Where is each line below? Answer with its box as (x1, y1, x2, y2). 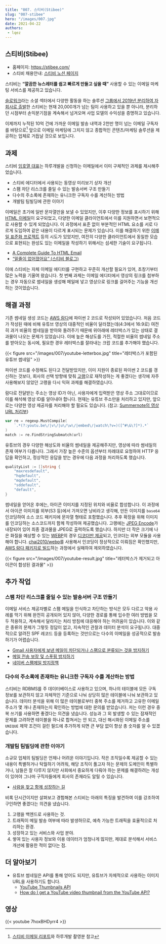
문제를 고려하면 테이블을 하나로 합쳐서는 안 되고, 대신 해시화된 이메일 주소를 (5, 716, 150, 722)
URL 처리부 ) (5, 409, 29, 415)
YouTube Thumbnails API (19, 884, 71, 890)
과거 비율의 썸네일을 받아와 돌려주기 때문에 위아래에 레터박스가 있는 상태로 (10, 327, 153, 333)
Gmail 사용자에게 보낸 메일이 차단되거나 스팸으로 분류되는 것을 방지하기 (12, 647, 150, 653)
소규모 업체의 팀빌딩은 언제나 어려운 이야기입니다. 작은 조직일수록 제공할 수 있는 (5, 755, 158, 760)
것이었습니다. (14, 285, 40, 291)
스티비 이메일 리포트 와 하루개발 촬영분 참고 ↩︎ (12, 933, 100, 939)
